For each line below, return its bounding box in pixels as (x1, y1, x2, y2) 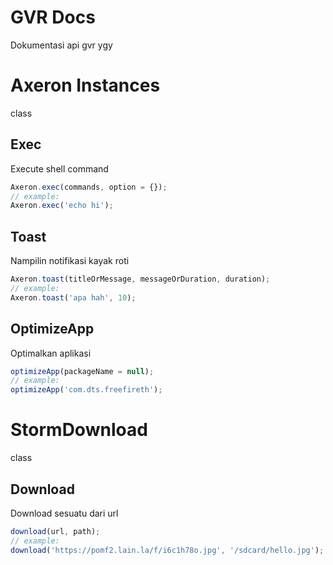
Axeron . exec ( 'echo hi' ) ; (10, 201, 114, 211)
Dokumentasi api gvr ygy (10, 39, 113, 51)
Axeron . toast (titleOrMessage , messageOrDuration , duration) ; (10, 274, 271, 285)
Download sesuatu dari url (10, 507, 119, 519)
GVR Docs (10, 6, 96, 29)
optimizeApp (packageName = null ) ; (10, 366, 155, 376)
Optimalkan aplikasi (10, 347, 92, 359)
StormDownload (10, 419, 148, 441)
